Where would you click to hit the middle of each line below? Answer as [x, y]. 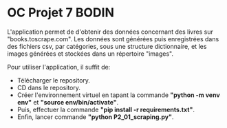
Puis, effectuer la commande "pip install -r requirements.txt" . [106, 109]
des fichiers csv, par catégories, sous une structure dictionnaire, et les [107, 46]
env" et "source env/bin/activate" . [68, 102]
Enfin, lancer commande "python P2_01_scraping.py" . [95, 117]
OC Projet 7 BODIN [61, 13]
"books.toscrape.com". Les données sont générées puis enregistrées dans [113, 39]
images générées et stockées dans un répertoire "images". [90, 54]
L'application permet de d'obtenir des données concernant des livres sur [110, 32]
